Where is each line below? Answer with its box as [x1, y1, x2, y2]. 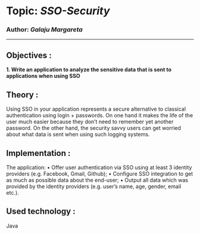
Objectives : [6, 50, 52, 60]
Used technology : [6, 207, 76, 217]
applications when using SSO [6, 73, 80, 80]
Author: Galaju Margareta [6, 26, 83, 34]
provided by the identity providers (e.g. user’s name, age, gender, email [6, 183, 182, 190]
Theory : [6, 89, 39, 99]
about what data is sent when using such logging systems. [6, 131, 150, 138]
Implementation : [6, 148, 71, 158]
